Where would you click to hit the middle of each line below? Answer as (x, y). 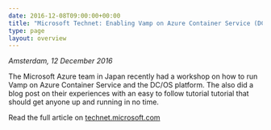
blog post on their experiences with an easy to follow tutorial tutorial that (129, 94)
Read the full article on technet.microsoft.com (84, 118)
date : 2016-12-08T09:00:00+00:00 (65, 16)
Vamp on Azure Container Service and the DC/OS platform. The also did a (131, 85)
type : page (27, 30)
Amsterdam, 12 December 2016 (60, 61)
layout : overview (38, 38)
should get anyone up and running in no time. (84, 102)
